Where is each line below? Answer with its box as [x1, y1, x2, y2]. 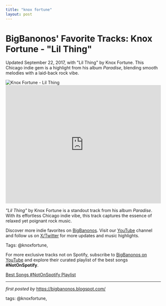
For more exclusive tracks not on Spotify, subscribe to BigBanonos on [5, 252, 147, 258]
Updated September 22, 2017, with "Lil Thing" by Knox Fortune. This [5, 60, 144, 65]
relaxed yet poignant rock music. [5, 218, 72, 224]
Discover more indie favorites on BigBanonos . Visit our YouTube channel [5, 227, 153, 234]
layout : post [5, 12, 33, 17]
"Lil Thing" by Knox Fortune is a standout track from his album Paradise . [5, 208, 152, 214]
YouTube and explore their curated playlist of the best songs [5, 257, 128, 263]
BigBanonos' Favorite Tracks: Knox [5, 33, 153, 44]
